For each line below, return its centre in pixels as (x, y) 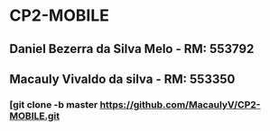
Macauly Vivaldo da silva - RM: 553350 (122, 79)
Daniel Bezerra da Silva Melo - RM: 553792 (132, 49)
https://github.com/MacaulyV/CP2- (180, 104)
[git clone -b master (54, 104)
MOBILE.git (35, 116)
